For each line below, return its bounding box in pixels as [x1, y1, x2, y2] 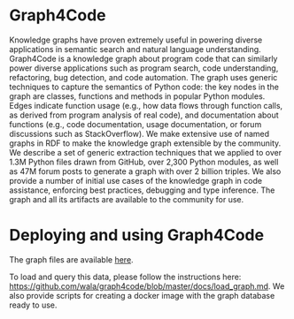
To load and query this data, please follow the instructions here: [9, 271, 242, 282]
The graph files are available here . [9, 254, 135, 265]
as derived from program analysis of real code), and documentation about [9, 110, 279, 120]
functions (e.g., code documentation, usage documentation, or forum [9, 118, 262, 129]
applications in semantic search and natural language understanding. [9, 43, 261, 54]
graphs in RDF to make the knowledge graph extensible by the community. [9, 138, 282, 148]
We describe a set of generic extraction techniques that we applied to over [9, 147, 282, 157]
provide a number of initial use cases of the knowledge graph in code [9, 175, 263, 186]
